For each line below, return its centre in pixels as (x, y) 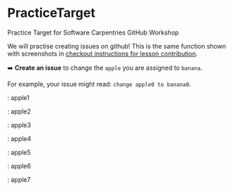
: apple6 (19, 166)
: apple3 (19, 125)
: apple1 (18, 97)
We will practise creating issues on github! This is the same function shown (117, 46)
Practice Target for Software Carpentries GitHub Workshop (93, 32)
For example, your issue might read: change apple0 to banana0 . (99, 84)
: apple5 (19, 152)
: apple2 (19, 111)
